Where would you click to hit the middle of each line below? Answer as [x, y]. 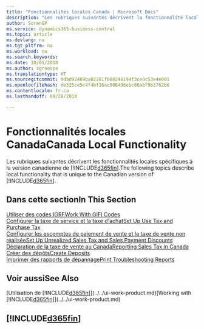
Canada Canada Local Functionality [97, 145]
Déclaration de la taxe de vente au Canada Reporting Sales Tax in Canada [98, 247]
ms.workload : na [27, 52]
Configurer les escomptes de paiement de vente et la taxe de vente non [96, 233]
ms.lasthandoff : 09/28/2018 [42, 96]
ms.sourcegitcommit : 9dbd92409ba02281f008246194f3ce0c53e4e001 [88, 79]
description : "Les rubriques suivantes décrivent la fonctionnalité [95, 18]
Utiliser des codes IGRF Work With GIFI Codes [63, 214]
